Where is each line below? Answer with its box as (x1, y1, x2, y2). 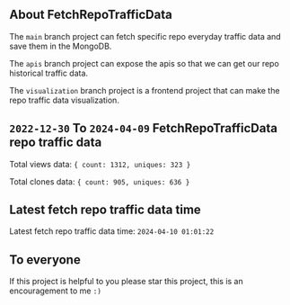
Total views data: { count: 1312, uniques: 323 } (9, 158, 191, 169)
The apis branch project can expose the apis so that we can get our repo (9, 58, 280, 68)
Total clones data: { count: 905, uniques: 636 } (9, 175, 190, 187)
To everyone (9, 252, 81, 267)
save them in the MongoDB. (9, 40, 112, 51)
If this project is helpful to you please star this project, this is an (9, 276, 244, 287)
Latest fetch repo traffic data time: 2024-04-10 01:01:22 (9, 226, 215, 237)
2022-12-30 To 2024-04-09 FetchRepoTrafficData (9, 121, 278, 136)
